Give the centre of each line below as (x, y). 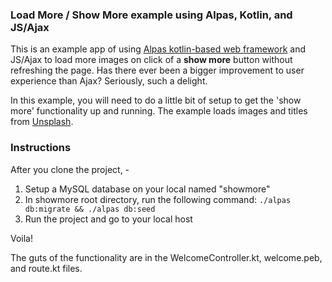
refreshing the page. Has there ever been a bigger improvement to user (157, 70)
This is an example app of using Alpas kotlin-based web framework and (158, 49)
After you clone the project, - (70, 169)
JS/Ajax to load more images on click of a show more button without (151, 60)
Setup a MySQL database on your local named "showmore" (147, 189)
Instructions (41, 148)
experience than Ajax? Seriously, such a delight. (109, 81)
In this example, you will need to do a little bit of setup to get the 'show (156, 100)
